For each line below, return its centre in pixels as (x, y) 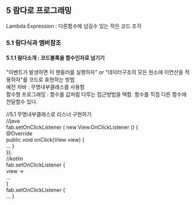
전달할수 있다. (22, 102)
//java (13, 121)
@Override (19, 133)
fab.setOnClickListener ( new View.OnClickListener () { (72, 127)
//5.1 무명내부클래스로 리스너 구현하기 (49, 114)
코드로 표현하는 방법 (52, 79)
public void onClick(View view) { (45, 139)
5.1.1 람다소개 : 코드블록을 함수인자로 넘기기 (55, 58)
